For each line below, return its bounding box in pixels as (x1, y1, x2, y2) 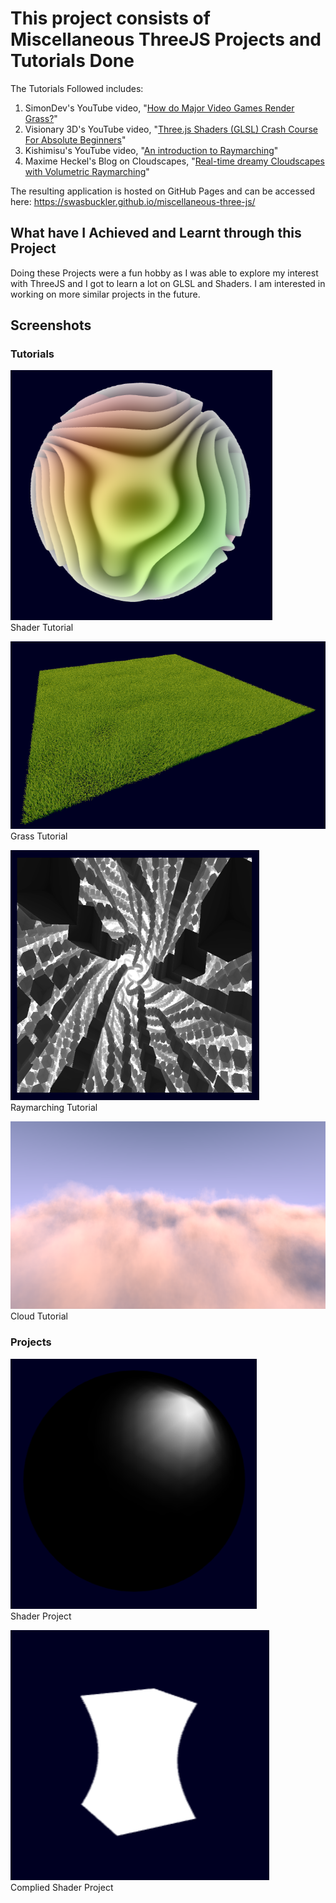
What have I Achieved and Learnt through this (10, 225, 302, 242)
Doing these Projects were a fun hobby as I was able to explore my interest (10, 267, 319, 279)
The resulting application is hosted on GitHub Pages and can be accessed (10, 185, 316, 197)
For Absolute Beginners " (24, 133, 127, 146)
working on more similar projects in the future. (10, 288, 201, 300)
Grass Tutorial (10, 830, 68, 842)
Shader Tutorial (10, 622, 74, 634)
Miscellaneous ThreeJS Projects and (10, 28, 322, 51)
